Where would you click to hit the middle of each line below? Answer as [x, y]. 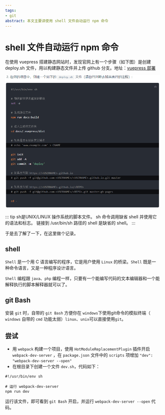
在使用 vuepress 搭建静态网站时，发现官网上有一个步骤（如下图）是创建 [78, 62]
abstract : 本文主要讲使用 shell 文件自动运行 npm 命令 [57, 21]
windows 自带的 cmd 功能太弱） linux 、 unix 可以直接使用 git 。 [66, 319]
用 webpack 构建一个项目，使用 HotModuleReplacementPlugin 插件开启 [81, 349]
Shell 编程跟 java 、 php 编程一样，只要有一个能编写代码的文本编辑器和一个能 [82, 278]
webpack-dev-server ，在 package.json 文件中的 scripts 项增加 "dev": [82, 355]
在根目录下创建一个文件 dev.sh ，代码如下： [56, 366]
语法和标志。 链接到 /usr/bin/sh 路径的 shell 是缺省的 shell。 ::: [72, 223]
